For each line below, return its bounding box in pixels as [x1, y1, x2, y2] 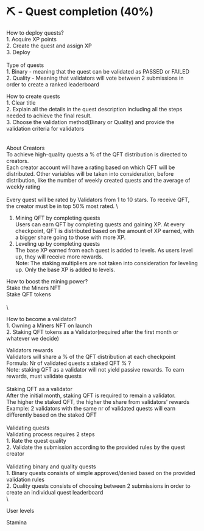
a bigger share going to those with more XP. [15, 234, 126, 241]
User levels [6, 507, 35, 514]
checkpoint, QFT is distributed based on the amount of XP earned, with [15, 227, 194, 234]
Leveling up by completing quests [15, 240, 100, 247]
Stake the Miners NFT [6, 284, 61, 291]
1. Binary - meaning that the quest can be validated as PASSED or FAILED [6, 68, 190, 75]
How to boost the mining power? [6, 277, 88, 285]
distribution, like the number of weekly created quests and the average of [6, 176, 191, 184]
